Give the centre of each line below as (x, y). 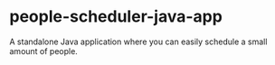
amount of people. (44, 51)
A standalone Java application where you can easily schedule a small (138, 42)
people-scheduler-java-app (116, 17)
